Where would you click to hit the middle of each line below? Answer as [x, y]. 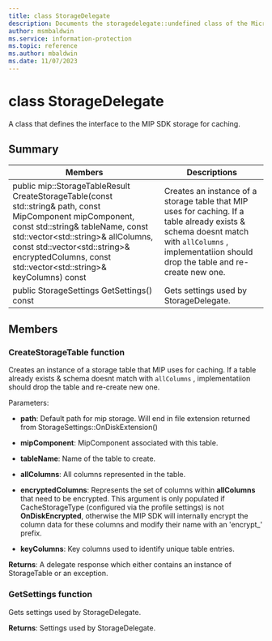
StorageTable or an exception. [58, 574]
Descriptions [212, 172]
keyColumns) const [49, 277]
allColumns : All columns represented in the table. [103, 475]
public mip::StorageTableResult [72, 186]
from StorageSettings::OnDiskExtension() [89, 428]
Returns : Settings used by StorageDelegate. [82, 628]
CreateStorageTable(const [63, 196]
